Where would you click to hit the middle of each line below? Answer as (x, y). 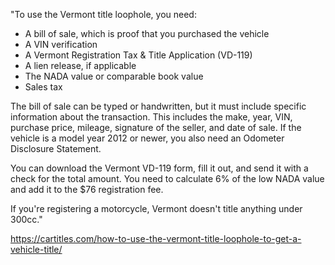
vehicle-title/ (36, 249)
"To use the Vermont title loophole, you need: (103, 14)
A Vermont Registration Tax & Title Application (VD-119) (138, 55)
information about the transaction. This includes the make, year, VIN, (151, 117)
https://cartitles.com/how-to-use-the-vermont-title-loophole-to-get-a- (156, 238)
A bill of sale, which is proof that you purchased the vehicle (147, 33)
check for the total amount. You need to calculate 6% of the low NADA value (167, 178)
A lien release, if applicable (80, 65)
